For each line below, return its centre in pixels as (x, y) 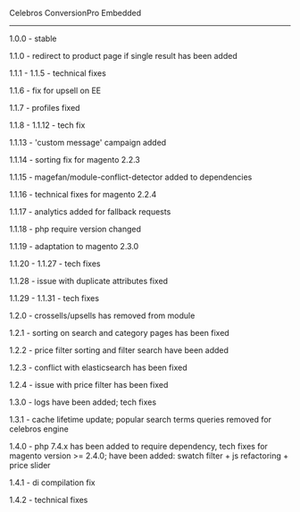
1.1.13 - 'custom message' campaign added (88, 143)
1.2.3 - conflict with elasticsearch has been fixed (98, 367)
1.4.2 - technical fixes (49, 500)
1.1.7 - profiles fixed (45, 108)
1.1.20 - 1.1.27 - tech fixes (55, 264)
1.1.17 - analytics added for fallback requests (90, 212)
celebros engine (39, 429)
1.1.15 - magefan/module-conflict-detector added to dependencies (131, 177)
